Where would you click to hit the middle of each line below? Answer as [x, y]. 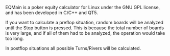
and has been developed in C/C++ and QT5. [52, 13]
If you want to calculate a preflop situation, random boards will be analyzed [84, 22]
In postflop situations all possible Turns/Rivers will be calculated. [73, 48]
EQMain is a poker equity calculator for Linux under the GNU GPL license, [83, 7]
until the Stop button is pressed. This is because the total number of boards [85, 28]
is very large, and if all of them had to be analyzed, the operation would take [85, 33]
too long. [15, 38]
